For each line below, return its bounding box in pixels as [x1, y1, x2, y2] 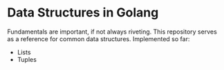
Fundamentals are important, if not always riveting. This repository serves [7, 27, 218, 36]
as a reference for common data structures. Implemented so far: [7, 34, 190, 43]
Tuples [17, 55, 37, 63]
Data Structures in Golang [7, 5, 159, 21]
